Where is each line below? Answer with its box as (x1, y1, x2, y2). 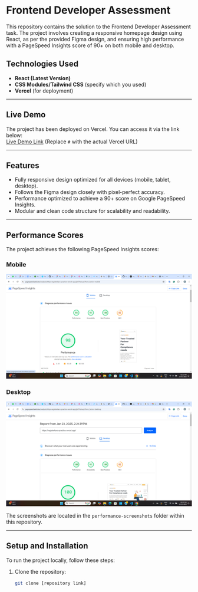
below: (6, 131, 22, 139)
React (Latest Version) (14, 74, 71, 81)
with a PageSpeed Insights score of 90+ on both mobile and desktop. (6, 42, 175, 49)
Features (6, 160, 39, 170)
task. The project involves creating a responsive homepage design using (6, 29, 183, 36)
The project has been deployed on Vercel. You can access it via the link (6, 125, 180, 133)
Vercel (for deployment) (14, 87, 74, 94)
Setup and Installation (6, 541, 88, 551)
